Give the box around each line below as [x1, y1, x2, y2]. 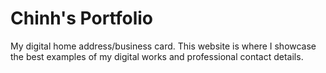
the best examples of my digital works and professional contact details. [10, 50, 304, 62]
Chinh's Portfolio [10, 7, 154, 30]
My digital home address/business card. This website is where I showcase [10, 40, 317, 52]
